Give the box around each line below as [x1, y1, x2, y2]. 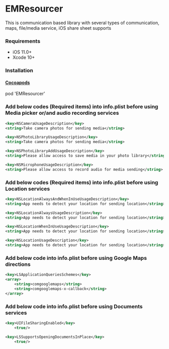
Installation [5, 67, 34, 74]
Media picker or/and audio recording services [5, 109, 119, 116]
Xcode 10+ [12, 54, 35, 60]
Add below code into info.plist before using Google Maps [5, 254, 147, 261]
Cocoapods [5, 79, 30, 86]
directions [5, 260, 31, 267]
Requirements [5, 37, 41, 44]
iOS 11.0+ [12, 49, 32, 55]
